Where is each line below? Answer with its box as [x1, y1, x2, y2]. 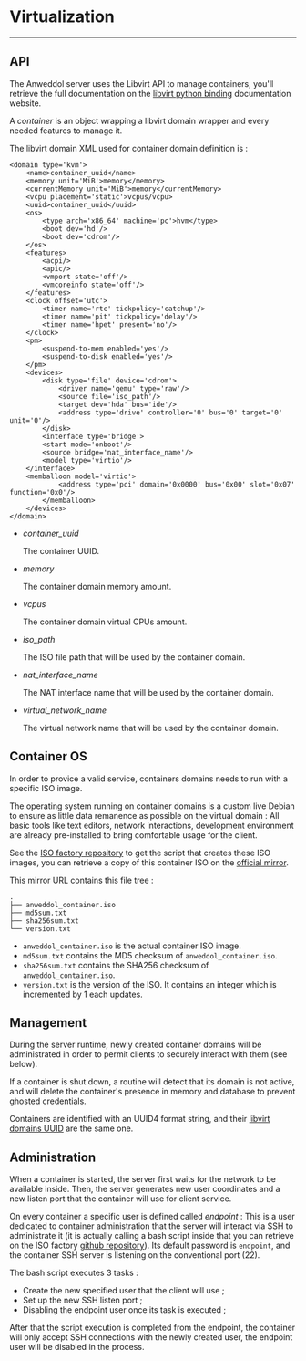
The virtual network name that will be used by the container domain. [22, 722, 280, 733]
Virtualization [9, 6, 116, 27]
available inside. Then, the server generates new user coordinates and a [9, 1184, 280, 1195]
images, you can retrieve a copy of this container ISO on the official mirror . [9, 856, 289, 868]
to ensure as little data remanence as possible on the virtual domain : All [9, 810, 280, 821]
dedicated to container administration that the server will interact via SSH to [9, 1220, 294, 1231]
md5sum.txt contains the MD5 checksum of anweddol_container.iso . [22, 949, 278, 960]
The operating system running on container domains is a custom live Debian [9, 801, 296, 811]
